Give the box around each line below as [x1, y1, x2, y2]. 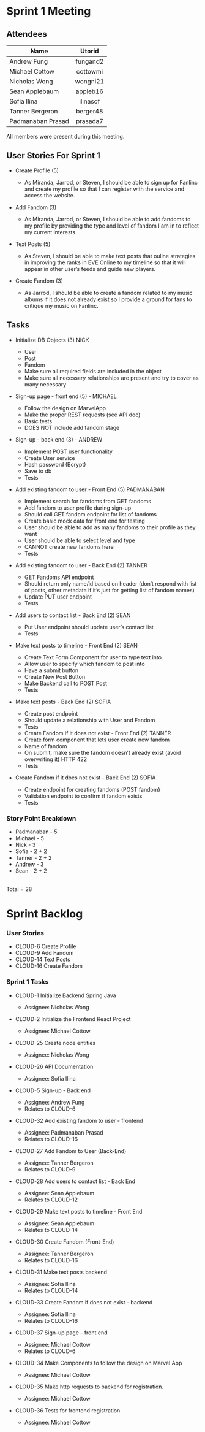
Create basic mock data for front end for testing [24, 517, 145, 524]
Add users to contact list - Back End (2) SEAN [15, 611, 131, 619]
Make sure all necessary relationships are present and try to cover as [24, 374, 199, 381]
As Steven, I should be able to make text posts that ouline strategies [24, 252, 196, 259]
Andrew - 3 [15, 860, 44, 868]
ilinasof [79, 97, 100, 105]
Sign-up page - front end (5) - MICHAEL [15, 392, 117, 400]
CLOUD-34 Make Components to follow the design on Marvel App [15, 1359, 182, 1366]
